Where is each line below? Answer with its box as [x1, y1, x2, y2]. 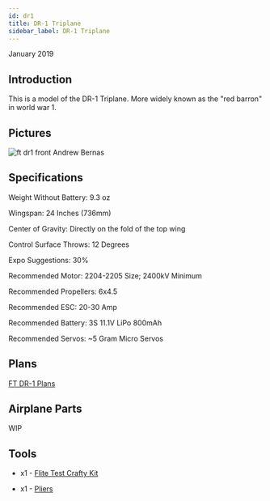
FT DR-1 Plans [8, 378, 56, 388]
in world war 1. [8, 103, 57, 113]
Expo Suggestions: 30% [8, 255, 89, 265]
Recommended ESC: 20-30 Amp [8, 302, 117, 312]
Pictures [8, 126, 52, 140]
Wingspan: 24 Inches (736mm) [8, 208, 112, 218]
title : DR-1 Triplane [8, 19, 82, 28]
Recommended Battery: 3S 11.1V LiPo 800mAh [8, 317, 162, 328]
